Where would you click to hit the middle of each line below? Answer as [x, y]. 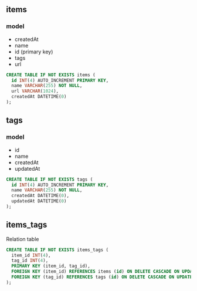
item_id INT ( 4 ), [31, 255]
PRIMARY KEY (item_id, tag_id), [51, 266]
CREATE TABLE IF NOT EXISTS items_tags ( [57, 250]
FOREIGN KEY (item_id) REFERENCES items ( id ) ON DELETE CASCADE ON [96, 272]
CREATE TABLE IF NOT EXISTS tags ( [50, 179]
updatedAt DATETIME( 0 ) [39, 201]
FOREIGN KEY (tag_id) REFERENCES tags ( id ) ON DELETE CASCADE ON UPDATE [102, 277]
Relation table [23, 239]
